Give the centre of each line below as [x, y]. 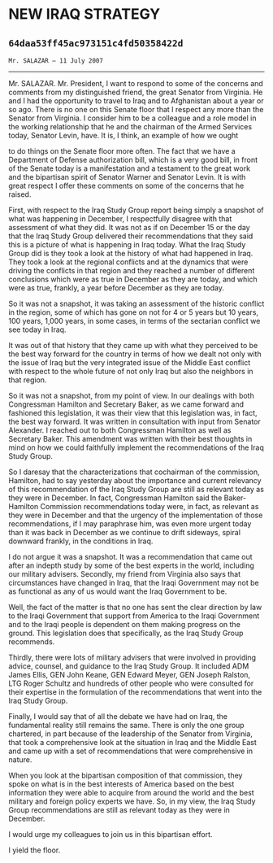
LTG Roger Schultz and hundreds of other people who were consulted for [131, 683]
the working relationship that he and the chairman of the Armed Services [130, 126]
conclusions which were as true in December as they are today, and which [133, 279]
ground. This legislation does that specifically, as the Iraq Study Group [126, 633]
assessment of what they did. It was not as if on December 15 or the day [129, 227]
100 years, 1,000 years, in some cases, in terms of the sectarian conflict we [134, 321]
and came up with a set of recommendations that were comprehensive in [131, 751]
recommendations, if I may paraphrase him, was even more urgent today [130, 524]
